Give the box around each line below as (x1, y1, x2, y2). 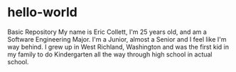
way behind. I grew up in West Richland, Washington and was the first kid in (7, 42, 230, 51)
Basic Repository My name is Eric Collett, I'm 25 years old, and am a (7, 28, 208, 36)
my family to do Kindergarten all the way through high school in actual (7, 50, 213, 59)
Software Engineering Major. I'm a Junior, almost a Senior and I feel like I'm (7, 35, 227, 43)
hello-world (7, 4, 78, 20)
